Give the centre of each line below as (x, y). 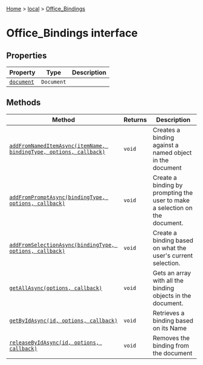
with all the (168, 280)
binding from (171, 346)
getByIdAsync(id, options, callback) (63, 321)
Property (22, 72)
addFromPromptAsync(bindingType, (57, 197)
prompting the (173, 192)
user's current (173, 255)
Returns (135, 119)
